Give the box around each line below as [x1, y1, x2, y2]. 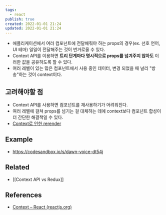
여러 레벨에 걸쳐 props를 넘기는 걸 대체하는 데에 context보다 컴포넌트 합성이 [12, 108, 161, 114]
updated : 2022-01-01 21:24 [5, 26, 61, 31]
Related [5, 163, 30, 171]
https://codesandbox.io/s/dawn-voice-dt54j [12, 148, 103, 154]
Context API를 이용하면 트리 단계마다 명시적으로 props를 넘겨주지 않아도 [12, 53, 154, 59]
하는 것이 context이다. [18, 71, 62, 77]
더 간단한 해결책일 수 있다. [12, 114, 63, 120]
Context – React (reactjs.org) [12, 204, 72, 210]
